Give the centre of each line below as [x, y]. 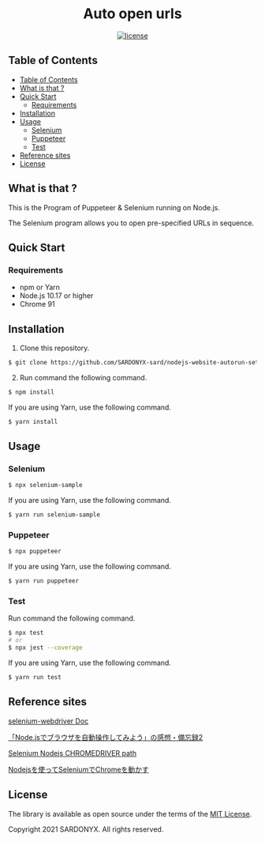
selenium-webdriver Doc [49, 721]
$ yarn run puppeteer [44, 581]
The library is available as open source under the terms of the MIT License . [130, 814]
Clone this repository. [54, 348]
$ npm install [32, 392]
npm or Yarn [40, 287]
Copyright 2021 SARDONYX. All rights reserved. [86, 829]
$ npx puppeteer [35, 551]
